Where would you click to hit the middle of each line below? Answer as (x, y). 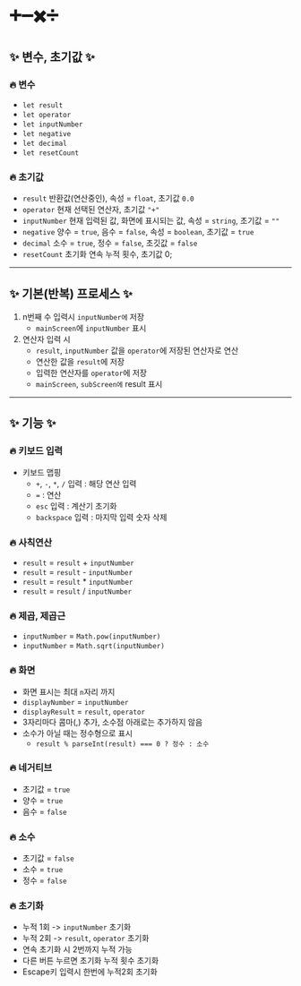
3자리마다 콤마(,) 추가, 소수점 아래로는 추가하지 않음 (112, 722)
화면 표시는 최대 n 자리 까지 (69, 691)
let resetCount (51, 153)
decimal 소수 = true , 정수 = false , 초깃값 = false (110, 243)
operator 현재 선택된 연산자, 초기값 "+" (90, 210)
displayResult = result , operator (84, 711)
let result (43, 105)
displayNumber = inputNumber (75, 701)
